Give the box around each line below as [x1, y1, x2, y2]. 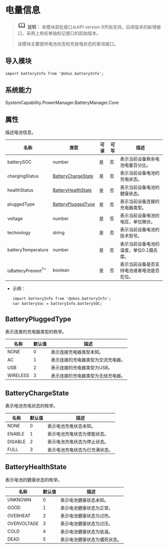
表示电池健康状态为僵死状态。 [60, 536, 122, 542]
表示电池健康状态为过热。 [60, 513, 113, 519]
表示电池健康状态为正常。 [60, 504, 113, 510]
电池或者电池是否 [124, 267, 160, 273]
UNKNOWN [7, 497, 31, 503]
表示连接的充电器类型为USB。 [50, 364, 112, 370]
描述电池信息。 [5, 129, 36, 135]
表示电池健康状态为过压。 [60, 520, 113, 526]
